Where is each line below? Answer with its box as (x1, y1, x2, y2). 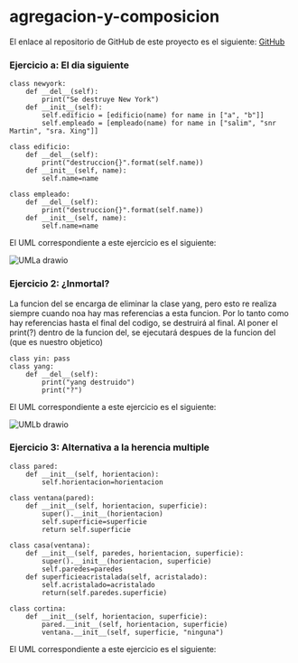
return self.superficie (42, 525, 131, 534)
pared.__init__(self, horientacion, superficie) (42, 620, 228, 629)
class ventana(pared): (9, 493, 95, 502)
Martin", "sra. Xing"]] (9, 126, 99, 136)
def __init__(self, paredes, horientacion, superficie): (25, 548, 245, 557)
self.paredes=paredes (42, 565, 124, 574)
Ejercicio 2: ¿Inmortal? (9, 277, 110, 290)
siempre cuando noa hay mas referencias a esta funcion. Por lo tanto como (9, 307, 289, 318)
